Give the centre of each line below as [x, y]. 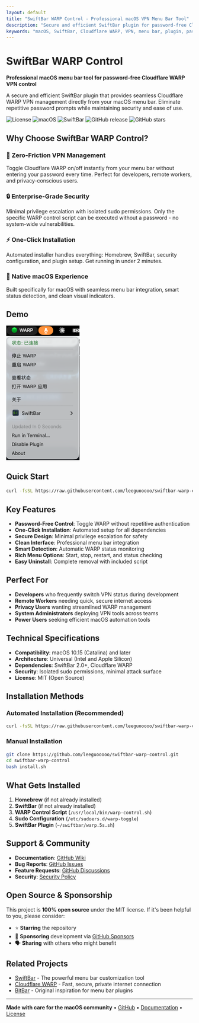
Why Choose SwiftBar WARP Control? [77, 138]
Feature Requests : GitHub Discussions [62, 870]
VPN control [21, 84]
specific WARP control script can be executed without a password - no [92, 218]
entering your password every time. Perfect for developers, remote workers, [99, 174]
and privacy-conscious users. [42, 180]
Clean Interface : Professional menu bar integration [77, 543]
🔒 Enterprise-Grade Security [48, 196]
